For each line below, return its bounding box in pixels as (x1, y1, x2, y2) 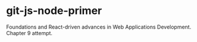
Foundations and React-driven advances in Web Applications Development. (6, 23, 192, 30)
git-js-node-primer (6, 4, 102, 17)
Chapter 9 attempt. (6, 29, 52, 36)
